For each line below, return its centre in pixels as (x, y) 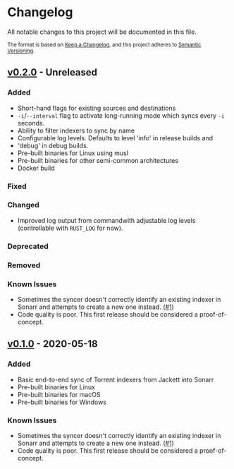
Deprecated (28, 246)
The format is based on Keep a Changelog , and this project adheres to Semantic (104, 44)
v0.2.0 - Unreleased (52, 72)
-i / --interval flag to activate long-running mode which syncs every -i (121, 115)
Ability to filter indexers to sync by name (76, 130)
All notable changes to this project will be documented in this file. (102, 32)
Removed (24, 265)
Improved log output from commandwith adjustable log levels (106, 220)
